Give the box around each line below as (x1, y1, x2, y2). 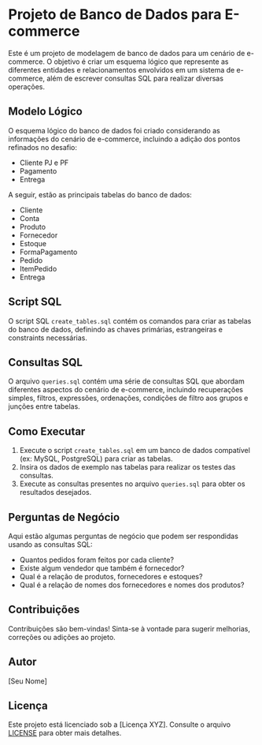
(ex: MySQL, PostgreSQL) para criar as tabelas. (19, 454, 173, 463)
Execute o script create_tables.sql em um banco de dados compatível (19, 446, 250, 455)
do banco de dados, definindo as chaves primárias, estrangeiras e (8, 324, 223, 334)
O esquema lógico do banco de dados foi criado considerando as (8, 125, 220, 135)
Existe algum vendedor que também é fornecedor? (19, 563, 185, 573)
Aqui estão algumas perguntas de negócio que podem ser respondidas (8, 531, 238, 541)
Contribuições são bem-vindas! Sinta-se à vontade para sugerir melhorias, (8, 623, 250, 633)
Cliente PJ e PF (19, 158, 69, 167)
